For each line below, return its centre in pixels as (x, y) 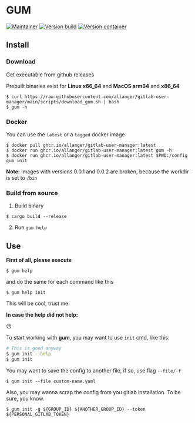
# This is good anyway (34, 348)
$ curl (14, 97)
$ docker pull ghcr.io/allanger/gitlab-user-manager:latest (81, 145)
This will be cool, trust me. (38, 304)
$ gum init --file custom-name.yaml (51, 381)
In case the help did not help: (42, 315)
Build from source (32, 193)
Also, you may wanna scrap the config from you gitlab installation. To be (93, 392)
